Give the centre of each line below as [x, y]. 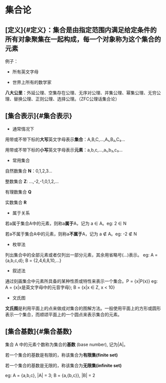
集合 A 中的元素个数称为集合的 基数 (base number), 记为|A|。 [67, 344]
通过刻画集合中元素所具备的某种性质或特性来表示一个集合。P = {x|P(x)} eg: [82, 281]
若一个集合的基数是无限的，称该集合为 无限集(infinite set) [63, 365]
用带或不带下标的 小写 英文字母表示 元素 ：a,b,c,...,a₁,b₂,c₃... [64, 150]
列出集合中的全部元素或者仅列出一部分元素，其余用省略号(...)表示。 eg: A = [82, 255]
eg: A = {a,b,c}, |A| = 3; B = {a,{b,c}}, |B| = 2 [50, 375]
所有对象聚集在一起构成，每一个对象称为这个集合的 [83, 39]
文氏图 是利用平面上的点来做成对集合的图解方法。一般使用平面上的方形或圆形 [83, 308]
